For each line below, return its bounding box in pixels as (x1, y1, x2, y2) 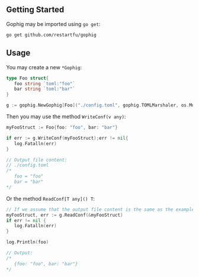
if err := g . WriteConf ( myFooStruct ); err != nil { (6, 135, 129, 141)
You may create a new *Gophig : (6, 63, 82, 70)
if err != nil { (6, 217, 46, 224)
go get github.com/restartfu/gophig (6, 32, 97, 38)
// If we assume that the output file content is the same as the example (6, 207, 195, 212)
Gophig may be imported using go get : (6, 20, 101, 27)
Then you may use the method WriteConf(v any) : (6, 113, 126, 120)
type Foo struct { (6, 75, 49, 81)
